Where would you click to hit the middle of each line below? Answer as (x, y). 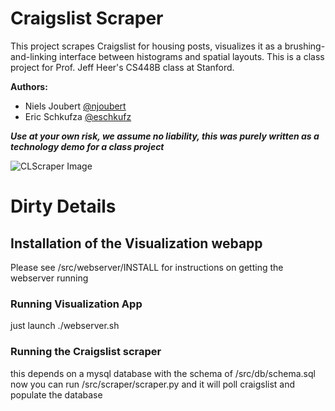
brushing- (305, 46)
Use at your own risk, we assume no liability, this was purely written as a (165, 136)
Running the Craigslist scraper (86, 352)
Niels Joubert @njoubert (75, 106)
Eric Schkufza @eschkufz (78, 116)
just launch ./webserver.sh (65, 326)
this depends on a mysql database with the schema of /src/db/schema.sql (163, 373)
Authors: (29, 86)
